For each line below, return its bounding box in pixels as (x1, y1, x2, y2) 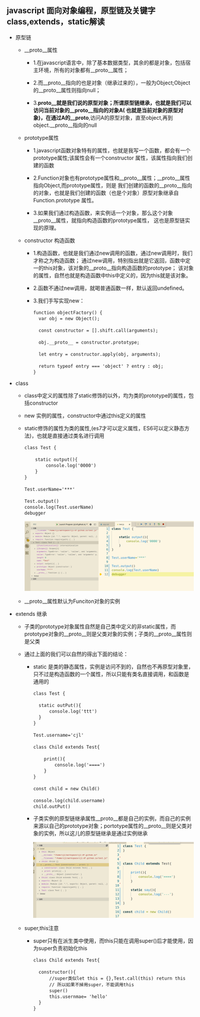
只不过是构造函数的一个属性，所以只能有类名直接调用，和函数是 (33, 670, 189, 677)
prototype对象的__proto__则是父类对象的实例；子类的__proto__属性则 (24, 630, 192, 637)
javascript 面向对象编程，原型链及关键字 (7, 5, 156, 16)
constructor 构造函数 (24, 237, 75, 244)
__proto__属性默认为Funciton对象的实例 (24, 597, 120, 605)
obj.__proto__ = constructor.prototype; (38, 339, 140, 345)
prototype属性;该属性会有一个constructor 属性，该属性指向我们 (33, 154, 188, 161)
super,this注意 (24, 925, 59, 932)
